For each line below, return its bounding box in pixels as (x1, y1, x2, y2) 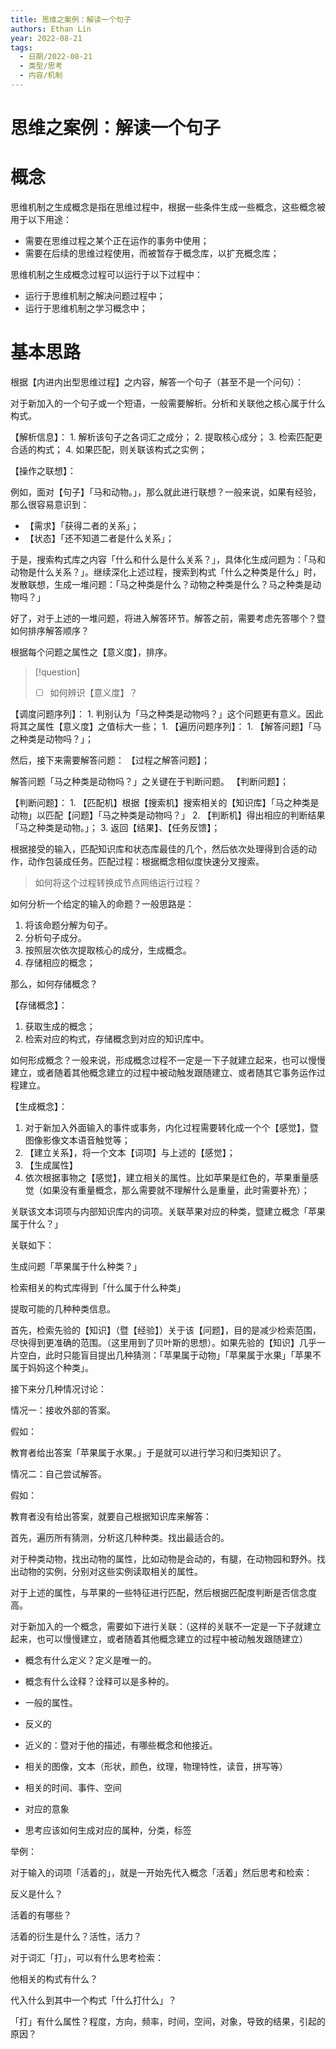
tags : (10, 42, 33, 53)
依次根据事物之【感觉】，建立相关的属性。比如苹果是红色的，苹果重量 (24, 1172, 310, 1183)
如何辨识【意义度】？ (49, 686, 138, 698)
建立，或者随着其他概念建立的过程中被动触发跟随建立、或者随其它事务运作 (10, 1067, 317, 1078)
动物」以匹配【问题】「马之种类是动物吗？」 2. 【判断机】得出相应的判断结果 (10, 809, 326, 821)
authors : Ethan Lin (10, 24, 92, 34)
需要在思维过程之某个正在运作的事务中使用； (24, 235, 210, 246)
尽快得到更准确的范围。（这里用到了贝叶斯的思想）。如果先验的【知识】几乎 (10, 1337, 317, 1348)
